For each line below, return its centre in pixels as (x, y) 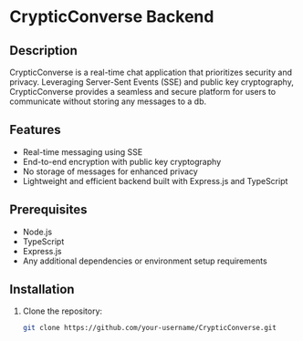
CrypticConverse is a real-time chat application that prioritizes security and (151, 72)
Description (43, 51)
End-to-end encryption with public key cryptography (122, 161)
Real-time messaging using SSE (83, 151)
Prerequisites (48, 210)
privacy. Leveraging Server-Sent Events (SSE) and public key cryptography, (151, 82)
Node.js (37, 232)
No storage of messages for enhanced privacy (110, 171)
